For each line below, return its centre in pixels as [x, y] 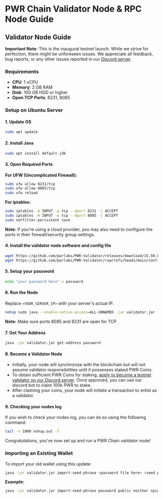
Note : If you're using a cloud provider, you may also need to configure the [79, 229]
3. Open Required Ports [29, 164]
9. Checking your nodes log [33, 406]
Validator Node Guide [38, 37]
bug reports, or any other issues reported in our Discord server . [68, 59]
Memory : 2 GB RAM [32, 87]
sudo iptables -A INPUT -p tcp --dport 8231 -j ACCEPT [62, 211]
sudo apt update [21, 132]
